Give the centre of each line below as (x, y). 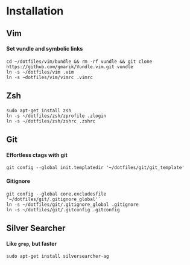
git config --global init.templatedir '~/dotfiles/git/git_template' (96, 168)
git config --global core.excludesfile (56, 194)
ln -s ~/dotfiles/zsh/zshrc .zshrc (51, 121)
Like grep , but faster (32, 243)
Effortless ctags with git (37, 155)
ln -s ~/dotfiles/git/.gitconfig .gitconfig (63, 209)
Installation (35, 11)
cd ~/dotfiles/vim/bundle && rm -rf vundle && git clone (79, 62)
